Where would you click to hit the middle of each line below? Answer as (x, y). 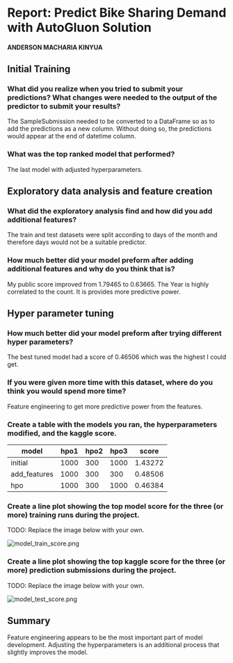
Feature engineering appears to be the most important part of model (105, 637)
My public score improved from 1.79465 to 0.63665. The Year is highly (108, 284)
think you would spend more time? (67, 391)
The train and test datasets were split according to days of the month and (112, 235)
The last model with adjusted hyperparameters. (75, 169)
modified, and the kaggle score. (62, 433)
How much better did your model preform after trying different (114, 333)
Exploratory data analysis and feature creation (110, 192)
